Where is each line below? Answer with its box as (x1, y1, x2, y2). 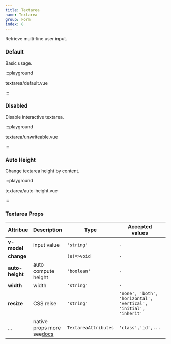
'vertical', (119, 301, 148, 306)
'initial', (119, 306, 146, 311)
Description (33, 226, 62, 233)
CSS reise (33, 300, 57, 307)
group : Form (5, 17, 31, 22)
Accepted (128, 223, 152, 230)
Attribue (8, 226, 28, 233)
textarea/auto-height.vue (5, 188, 58, 194)
